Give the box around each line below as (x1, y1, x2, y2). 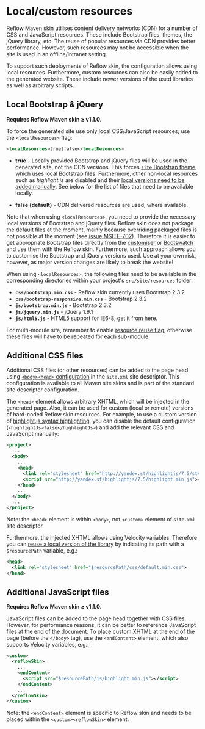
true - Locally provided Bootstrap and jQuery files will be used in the (15, 157, 188, 164)
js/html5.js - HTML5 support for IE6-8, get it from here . (15, 314, 157, 322)
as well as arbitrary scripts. (6, 81, 74, 89)
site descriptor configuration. (6, 386, 79, 393)
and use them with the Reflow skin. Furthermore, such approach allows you (6, 245, 196, 253)
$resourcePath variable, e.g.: (6, 546, 78, 554)
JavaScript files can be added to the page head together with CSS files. (6, 615, 187, 622)
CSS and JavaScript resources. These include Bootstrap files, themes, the (6, 31, 193, 38)
